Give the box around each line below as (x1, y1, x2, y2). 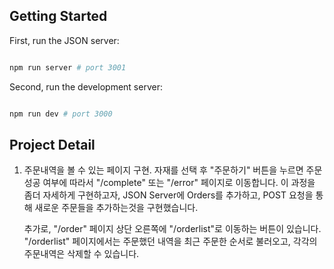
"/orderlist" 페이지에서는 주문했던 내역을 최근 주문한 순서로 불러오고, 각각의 (23, 235, 318, 248)
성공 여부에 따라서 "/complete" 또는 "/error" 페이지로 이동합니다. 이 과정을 (23, 177, 316, 189)
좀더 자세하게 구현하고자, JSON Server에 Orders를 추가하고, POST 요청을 (23, 189, 314, 201)
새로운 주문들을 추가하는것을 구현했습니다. (34, 202, 199, 214)
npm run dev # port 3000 (9, 109, 113, 119)
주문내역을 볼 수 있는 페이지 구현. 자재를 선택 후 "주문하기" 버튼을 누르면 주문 (23, 164, 323, 176)
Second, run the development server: (9, 80, 163, 93)
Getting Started (9, 8, 108, 25)
